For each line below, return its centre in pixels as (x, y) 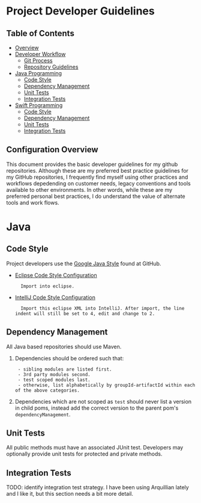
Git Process (38, 60)
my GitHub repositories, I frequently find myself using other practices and (97, 177)
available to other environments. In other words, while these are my (89, 190)
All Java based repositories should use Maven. (64, 347)
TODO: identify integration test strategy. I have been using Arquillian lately (97, 487)
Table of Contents (40, 33)
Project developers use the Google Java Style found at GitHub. (84, 264)
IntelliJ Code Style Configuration (55, 297)
